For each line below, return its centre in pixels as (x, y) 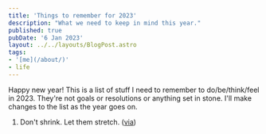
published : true (35, 30)
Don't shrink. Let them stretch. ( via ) (78, 122)
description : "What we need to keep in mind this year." (105, 23)
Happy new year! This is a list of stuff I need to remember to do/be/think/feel (134, 90)
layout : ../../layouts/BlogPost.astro (72, 45)
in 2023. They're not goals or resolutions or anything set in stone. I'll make (130, 98)
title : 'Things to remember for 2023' (72, 15)
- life (19, 67)
